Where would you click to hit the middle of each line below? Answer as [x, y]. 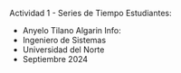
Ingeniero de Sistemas [64, 40]
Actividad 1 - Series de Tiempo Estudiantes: [90, 13]
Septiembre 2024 [55, 59]
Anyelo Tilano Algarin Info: [72, 30]
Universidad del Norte [63, 50]
